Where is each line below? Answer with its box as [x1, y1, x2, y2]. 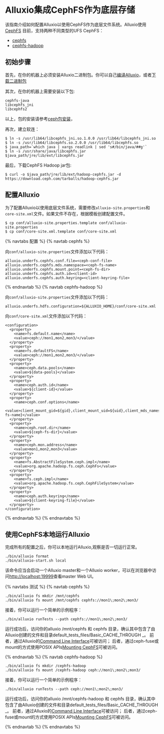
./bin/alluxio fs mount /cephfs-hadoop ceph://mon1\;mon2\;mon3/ [5, 668, 141, 673]
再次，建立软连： [5, 126, 40, 132]
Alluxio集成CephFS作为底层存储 [5, 4, 135, 16]
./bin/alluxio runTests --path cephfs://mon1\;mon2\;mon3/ [5, 617, 128, 622]
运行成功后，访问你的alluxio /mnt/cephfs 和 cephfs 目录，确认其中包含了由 [5, 626, 155, 632]
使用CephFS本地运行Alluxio [5, 530, 90, 539]
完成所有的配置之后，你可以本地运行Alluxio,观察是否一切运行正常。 [5, 544, 140, 550]
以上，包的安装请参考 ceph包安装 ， [5, 116, 76, 122]
